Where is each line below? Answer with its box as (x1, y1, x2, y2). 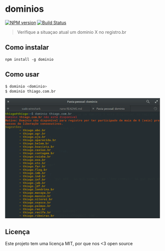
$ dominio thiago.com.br (5, 89, 56, 94)
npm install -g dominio (5, 57, 54, 62)
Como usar (5, 70, 40, 79)
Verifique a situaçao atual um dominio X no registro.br (17, 29, 127, 35)
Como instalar (5, 43, 49, 52)
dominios (5, 3, 44, 15)
